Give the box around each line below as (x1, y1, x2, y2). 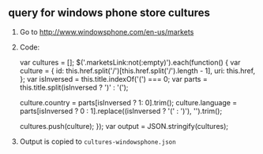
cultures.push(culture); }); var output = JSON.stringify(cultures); (19, 121, 229, 130)
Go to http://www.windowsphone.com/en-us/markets (19, 27, 194, 36)
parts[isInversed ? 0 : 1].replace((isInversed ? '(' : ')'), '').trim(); (19, 106, 223, 115)
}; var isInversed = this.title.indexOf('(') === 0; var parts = (19, 74, 208, 83)
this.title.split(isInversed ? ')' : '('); (19, 82, 129, 92)
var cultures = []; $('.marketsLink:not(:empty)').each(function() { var (19, 57, 241, 67)
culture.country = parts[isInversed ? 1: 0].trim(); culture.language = (19, 97, 238, 107)
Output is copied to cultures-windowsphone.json (19, 137, 176, 146)
